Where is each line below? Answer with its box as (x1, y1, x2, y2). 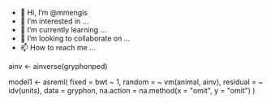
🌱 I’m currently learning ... (19, 25, 107, 34)
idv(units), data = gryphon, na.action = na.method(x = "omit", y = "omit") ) (8, 86, 256, 95)
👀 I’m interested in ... (19, 16, 89, 26)
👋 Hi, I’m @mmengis (19, 8, 88, 17)
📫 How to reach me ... (19, 43, 96, 52)
